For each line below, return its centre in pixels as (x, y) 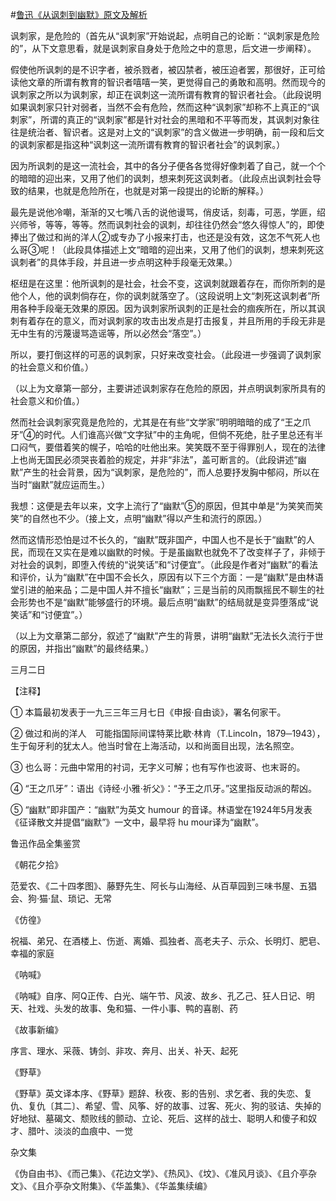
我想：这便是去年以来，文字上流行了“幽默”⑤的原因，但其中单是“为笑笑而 (162, 506)
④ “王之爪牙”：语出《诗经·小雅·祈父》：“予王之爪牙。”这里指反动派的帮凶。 (164, 788)
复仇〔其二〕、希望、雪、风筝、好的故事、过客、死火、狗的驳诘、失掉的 (174, 1106)
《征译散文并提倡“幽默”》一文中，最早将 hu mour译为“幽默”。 (137, 822)
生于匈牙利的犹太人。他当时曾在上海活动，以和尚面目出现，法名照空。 (155, 746)
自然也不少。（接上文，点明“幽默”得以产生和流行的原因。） (149, 518)
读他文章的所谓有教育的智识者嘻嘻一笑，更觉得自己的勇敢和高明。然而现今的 (168, 82)
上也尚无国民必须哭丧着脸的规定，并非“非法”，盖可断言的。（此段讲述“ (154, 459)
